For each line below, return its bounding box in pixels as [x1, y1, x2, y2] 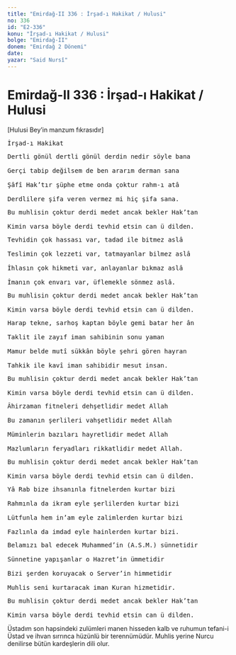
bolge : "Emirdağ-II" [7, 37, 69, 44]
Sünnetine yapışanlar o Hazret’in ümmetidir [7, 555, 165, 563]
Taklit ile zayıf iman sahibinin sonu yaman [7, 333, 165, 341]
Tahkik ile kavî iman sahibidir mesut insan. [7, 361, 169, 369]
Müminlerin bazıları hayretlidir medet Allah [7, 430, 169, 438]
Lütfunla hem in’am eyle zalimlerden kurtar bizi [7, 513, 184, 521]
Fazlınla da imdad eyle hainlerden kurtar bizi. [7, 528, 179, 535]
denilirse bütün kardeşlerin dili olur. [7, 639, 110, 648]
